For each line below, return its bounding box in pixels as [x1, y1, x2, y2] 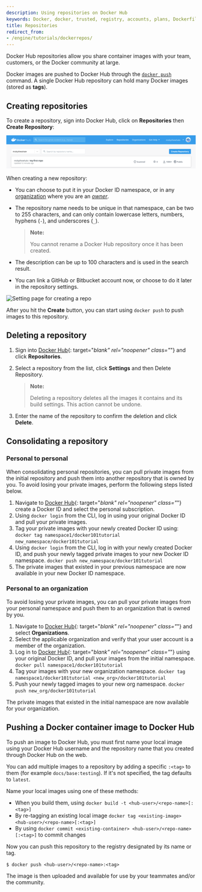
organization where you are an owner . [14, 193, 109, 200]
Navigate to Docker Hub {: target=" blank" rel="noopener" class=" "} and [14, 622, 192, 630]
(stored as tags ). [6, 83, 48, 90]
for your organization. [6, 704, 60, 712]
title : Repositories [6, 22, 58, 28]
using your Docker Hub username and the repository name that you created [6, 745, 194, 752]
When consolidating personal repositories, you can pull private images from [6, 468, 194, 475]
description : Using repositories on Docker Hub [6, 10, 128, 16]
